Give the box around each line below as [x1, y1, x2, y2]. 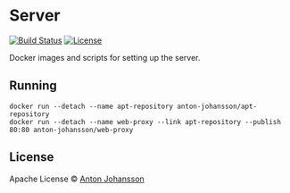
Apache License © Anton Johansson [9, 173, 145, 184]
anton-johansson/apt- [177, 102, 257, 111]
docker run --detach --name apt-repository [9, 102, 174, 111]
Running [9, 78, 58, 94]
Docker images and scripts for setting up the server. [9, 52, 201, 63]
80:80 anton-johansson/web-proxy [9, 125, 134, 134]
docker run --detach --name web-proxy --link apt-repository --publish [9, 117, 281, 126]
